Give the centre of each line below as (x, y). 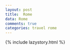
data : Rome (16, 19)
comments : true (21, 24)
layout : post (19, 10)
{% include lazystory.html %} (35, 42)
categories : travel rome (31, 28)
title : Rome (19, 14)
